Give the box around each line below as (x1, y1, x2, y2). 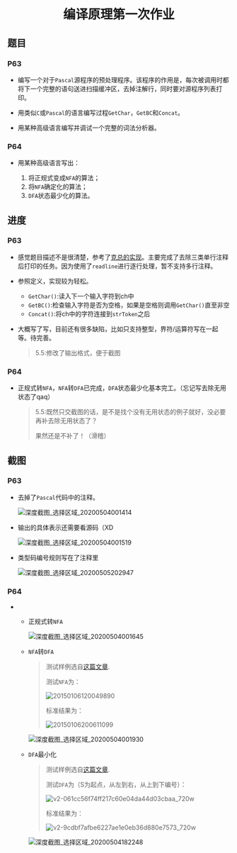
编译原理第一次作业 (62, 6, 175, 23)
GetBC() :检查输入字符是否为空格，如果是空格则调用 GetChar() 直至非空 (28, 301, 230, 309)
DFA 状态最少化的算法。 (28, 191, 94, 200)
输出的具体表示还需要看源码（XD (17, 523, 114, 532)
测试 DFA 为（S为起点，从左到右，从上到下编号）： (45, 781, 187, 789)
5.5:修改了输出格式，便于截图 (35, 348, 121, 357)
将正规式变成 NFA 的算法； (28, 174, 100, 182)
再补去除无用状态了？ (35, 416, 98, 425)
